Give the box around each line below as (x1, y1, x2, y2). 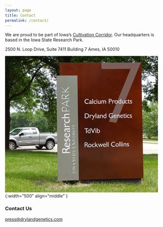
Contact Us (5, 205, 33, 212)
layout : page (5, 8, 32, 13)
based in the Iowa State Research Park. (5, 37, 84, 43)
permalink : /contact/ (5, 18, 49, 23)
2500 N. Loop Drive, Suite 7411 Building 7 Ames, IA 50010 (5, 46, 120, 52)
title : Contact (5, 13, 36, 18)
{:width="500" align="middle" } (5, 193, 68, 199)
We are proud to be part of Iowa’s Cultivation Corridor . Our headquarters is (5, 32, 154, 38)
